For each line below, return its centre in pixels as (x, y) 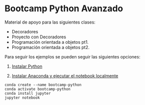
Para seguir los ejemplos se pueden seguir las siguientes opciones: (72, 56)
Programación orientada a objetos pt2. (50, 47)
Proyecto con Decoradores (39, 37)
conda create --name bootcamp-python (43, 85)
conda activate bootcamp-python (37, 89)
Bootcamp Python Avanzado (64, 9)
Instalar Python (27, 66)
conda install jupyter (28, 93)
